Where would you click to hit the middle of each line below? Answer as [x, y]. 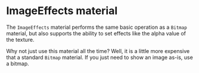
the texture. [20, 39]
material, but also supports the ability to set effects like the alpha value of [96, 33]
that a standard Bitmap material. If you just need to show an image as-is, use [100, 57]
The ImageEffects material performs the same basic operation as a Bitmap [97, 27]
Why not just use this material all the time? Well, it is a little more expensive [98, 51]
